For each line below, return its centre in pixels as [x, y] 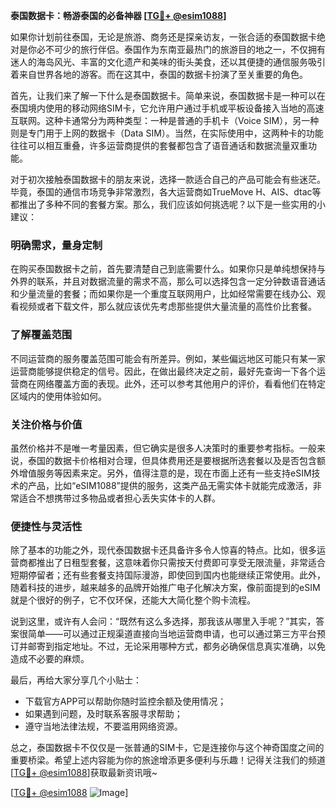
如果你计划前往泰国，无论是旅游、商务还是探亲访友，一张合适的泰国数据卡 [163, 37]
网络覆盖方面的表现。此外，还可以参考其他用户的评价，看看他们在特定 [181, 383]
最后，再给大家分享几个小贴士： [76, 680]
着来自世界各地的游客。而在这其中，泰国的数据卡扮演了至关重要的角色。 [159, 74]
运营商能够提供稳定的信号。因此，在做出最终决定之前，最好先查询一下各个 [163, 371]
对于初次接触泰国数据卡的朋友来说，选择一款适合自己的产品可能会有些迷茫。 [168, 179]
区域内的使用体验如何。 [58, 396]
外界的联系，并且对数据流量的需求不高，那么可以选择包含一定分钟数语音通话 [168, 281]
